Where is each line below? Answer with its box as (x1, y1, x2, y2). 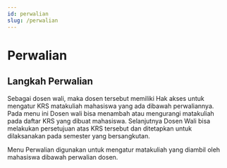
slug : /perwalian (7, 17, 59, 24)
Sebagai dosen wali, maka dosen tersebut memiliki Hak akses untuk (7, 94, 204, 102)
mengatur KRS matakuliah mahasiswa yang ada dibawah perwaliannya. (7, 102, 214, 110)
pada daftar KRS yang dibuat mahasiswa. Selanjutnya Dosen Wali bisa (7, 116, 211, 125)
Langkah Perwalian (7, 76, 94, 88)
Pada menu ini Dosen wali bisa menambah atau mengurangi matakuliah (7, 109, 215, 117)
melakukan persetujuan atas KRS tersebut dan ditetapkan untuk (7, 124, 192, 133)
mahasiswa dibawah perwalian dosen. (7, 152, 118, 161)
